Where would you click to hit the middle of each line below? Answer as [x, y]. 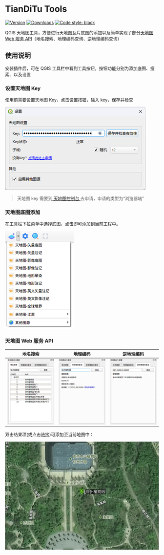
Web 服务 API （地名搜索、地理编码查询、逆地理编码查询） [63, 39]
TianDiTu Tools [36, 9]
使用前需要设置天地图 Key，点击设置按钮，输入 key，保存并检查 [69, 100]
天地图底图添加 [23, 212]
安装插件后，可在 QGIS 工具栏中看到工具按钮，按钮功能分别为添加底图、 [78, 68]
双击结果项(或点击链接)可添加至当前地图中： [50, 435]
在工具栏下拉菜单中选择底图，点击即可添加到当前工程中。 [63, 224]
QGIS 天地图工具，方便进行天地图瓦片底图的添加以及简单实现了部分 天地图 [79, 32]
